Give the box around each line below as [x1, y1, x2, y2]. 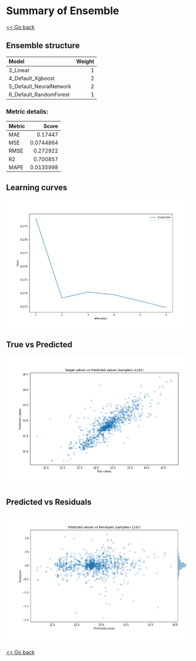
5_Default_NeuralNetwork [8, 83, 72, 89]
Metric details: [6, 107, 49, 115]
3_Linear [8, 67, 30, 74]
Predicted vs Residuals [6, 497, 92, 507]
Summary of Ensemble [6, 4, 119, 18]
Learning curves [6, 182, 67, 192]
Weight [76, 58, 94, 65]
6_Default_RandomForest [8, 91, 70, 98]
